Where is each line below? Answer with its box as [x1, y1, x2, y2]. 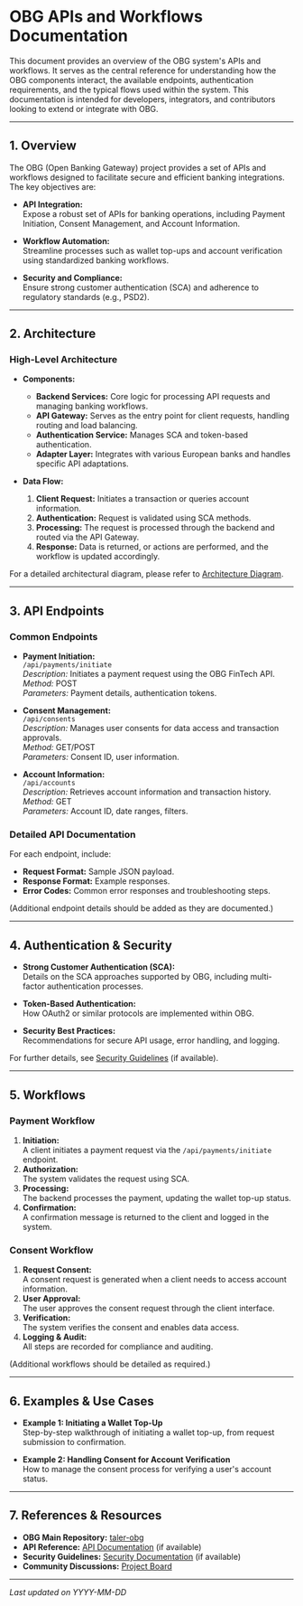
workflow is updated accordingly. [35, 551, 161, 562]
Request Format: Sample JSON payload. [22, 866, 175, 878]
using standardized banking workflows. [22, 255, 170, 266]
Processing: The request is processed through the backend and [35, 522, 275, 533]
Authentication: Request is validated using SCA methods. [35, 512, 252, 523]
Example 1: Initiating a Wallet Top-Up [22, 1417, 163, 1429]
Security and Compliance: [22, 272, 124, 283]
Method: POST [22, 678, 78, 689]
